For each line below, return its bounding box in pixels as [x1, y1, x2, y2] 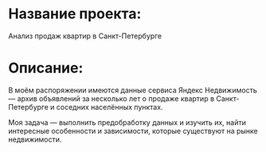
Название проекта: [8, 5, 142, 23]
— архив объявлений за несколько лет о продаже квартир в [8, 93, 215, 103]
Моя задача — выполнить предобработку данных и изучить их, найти [8, 117, 247, 127]
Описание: [8, 59, 84, 77]
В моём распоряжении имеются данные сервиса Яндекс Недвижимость [8, 85, 257, 95]
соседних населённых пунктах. [56, 102, 163, 111]
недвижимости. [8, 134, 62, 144]
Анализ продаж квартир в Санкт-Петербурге [8, 31, 162, 41]
